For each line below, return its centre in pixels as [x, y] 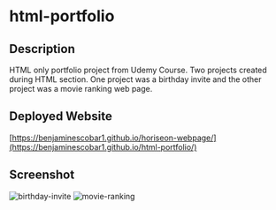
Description [42, 49]
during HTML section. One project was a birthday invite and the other [136, 79]
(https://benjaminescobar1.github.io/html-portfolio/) [103, 146]
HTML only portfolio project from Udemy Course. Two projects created [138, 70]
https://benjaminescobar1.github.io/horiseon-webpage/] [114, 138]
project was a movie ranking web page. [81, 89]
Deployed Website [61, 116]
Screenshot [42, 175]
